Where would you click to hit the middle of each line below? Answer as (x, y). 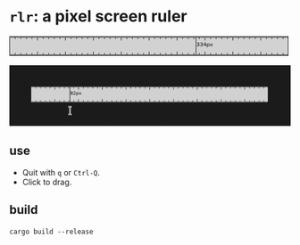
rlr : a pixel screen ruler (98, 16)
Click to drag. (47, 182)
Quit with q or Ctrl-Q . (61, 172)
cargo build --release (51, 232)
